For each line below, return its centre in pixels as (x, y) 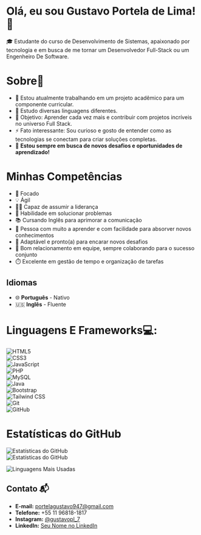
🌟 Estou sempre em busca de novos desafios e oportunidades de (99, 145)
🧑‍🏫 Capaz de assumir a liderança (56, 206)
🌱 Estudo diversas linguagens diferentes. (66, 111)
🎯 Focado (27, 193)
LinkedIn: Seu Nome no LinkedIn (56, 526)
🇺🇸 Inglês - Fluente (41, 304)
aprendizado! (32, 152)
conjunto (26, 254)
